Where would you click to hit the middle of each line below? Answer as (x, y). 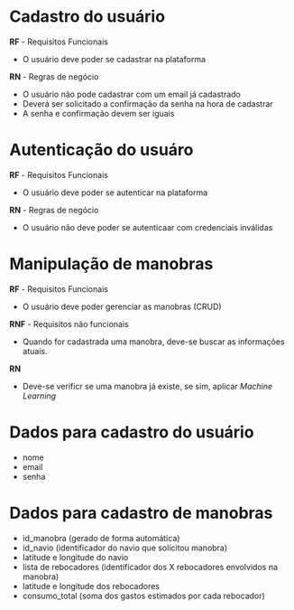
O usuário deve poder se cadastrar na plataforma (114, 59)
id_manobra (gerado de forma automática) (101, 538)
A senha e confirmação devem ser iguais (98, 113)
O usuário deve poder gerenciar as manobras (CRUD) (122, 306)
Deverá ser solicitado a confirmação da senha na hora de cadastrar (147, 103)
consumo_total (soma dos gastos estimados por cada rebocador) (144, 596)
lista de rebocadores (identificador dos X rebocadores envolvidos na (150, 567)
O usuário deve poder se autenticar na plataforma (115, 192)
